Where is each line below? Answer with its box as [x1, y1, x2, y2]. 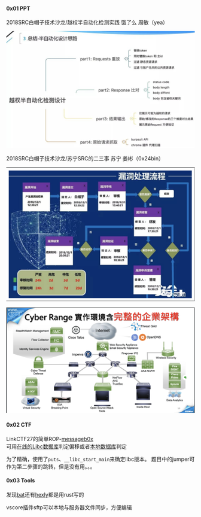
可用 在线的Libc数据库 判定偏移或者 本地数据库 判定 [6, 443, 127, 450]
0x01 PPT [6, 5, 31, 12]
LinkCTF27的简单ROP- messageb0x [6, 435, 94, 442]
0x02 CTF [6, 421, 32, 428]
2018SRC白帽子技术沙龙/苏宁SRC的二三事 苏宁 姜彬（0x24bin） [6, 154, 165, 162]
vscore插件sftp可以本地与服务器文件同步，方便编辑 [6, 503, 133, 511]
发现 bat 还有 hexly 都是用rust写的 [6, 491, 84, 498]
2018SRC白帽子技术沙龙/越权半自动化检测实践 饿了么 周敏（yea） [6, 19, 169, 26]
